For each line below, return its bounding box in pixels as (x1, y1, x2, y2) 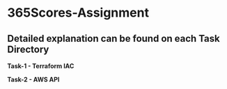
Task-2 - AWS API (7, 75, 60, 83)
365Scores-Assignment (7, 5, 150, 21)
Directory (7, 43, 49, 55)
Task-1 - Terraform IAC (7, 62, 75, 70)
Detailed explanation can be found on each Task (7, 33, 221, 44)
